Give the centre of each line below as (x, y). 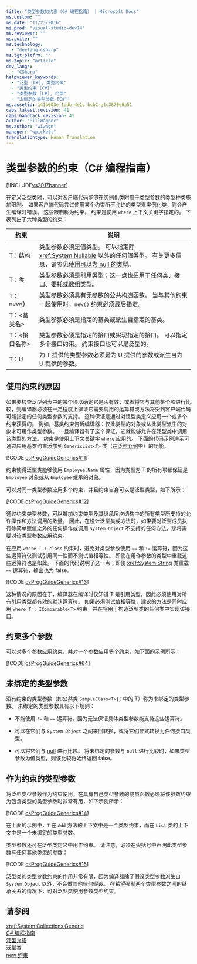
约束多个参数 (29, 636)
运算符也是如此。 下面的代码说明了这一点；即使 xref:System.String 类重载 (100, 563)
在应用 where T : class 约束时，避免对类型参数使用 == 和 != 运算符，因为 (94, 548)
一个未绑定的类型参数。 (50, 832)
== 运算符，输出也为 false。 (39, 570)
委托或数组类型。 (74, 284)
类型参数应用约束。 (45, 536)
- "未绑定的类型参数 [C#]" (41, 99)
